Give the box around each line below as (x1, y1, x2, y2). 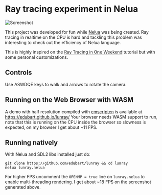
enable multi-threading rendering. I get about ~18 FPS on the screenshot (5, 179, 152, 185)
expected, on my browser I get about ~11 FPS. (5, 124, 98, 130)
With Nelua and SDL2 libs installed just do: (5, 151, 91, 157)
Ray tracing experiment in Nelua (5, 3, 139, 15)
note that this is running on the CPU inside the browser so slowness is (5, 119, 146, 125)
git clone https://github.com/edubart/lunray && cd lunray (5, 161, 128, 166)
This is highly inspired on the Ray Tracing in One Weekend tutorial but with (5, 49, 155, 55)
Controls (5, 69, 32, 77)
